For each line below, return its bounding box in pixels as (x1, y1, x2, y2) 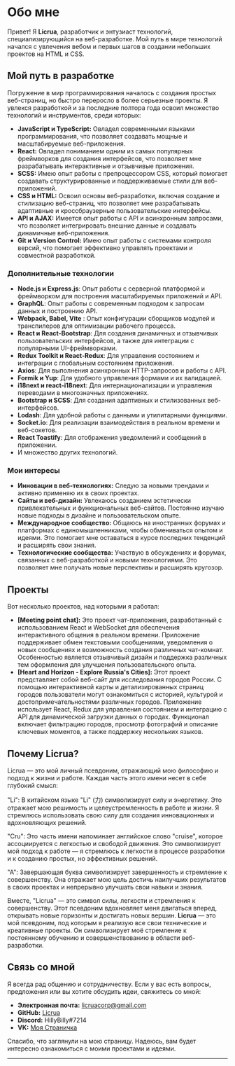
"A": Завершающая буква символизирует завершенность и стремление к (7, 868, 227, 876)
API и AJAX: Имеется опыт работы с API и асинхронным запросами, (17, 214, 224, 222)
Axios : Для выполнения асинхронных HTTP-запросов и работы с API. (17, 366, 227, 375)
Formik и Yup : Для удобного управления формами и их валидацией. (17, 374, 222, 382)
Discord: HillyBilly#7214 (17, 1016, 87, 1024)
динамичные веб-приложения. (17, 228, 111, 237)
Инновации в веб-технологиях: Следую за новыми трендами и (17, 481, 210, 490)
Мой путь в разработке (7, 70, 115, 82)
